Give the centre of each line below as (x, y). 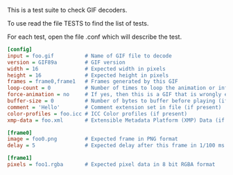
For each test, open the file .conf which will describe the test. (95, 37)
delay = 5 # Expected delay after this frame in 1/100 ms (116, 146)
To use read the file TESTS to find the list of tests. (78, 23)
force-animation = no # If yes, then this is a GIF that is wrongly (114, 95)
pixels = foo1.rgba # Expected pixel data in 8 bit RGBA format (111, 165)
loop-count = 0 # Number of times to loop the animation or (111, 88)
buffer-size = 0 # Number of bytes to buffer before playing (111, 101)
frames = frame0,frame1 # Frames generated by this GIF (93, 82)
